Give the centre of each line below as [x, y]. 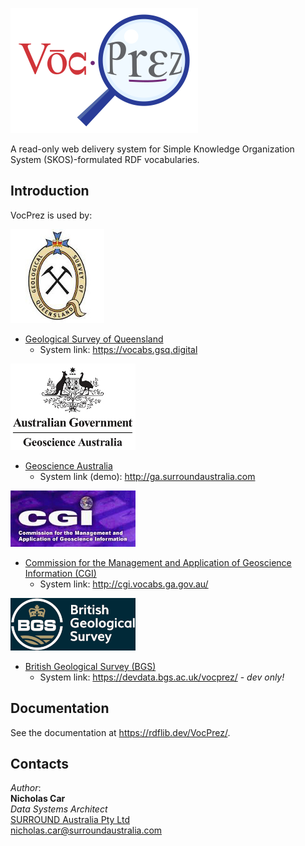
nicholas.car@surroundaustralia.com [86, 830]
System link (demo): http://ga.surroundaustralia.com [147, 476]
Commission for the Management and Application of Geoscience [158, 562]
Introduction [50, 191]
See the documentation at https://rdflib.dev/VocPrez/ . [120, 732]
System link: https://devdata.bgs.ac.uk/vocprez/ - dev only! [162, 677]
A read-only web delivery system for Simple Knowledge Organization [152, 149]
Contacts [40, 764]
